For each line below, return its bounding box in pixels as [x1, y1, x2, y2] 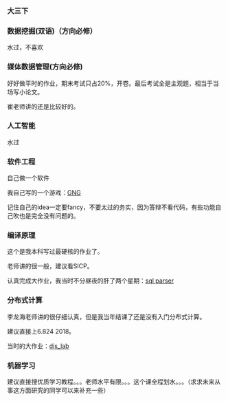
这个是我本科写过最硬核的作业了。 [7, 248, 104, 256]
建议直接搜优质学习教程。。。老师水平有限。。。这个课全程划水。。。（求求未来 [7, 378, 215, 386]
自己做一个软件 [7, 174, 49, 182]
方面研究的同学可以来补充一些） [19, 387, 110, 394]
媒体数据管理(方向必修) [7, 62, 83, 72]
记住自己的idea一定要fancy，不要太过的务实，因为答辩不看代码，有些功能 [7, 203, 216, 211]
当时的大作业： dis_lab [7, 342, 70, 350]
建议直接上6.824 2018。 [7, 327, 76, 335]
